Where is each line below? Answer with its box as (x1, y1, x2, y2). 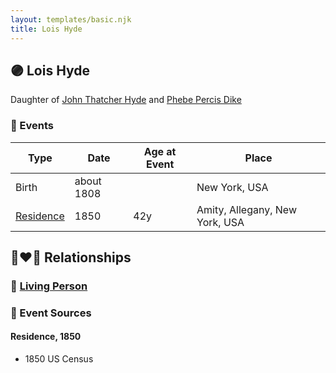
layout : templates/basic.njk (10, 14, 132, 25)
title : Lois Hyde (10, 24, 83, 34)
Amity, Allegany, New (196, 202, 297, 216)
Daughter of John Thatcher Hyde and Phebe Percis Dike (10, 94, 242, 106)
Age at (143, 144, 177, 158)
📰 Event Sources (10, 306, 92, 320)
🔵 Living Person (10, 279, 88, 293)
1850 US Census (24, 353, 94, 365)
